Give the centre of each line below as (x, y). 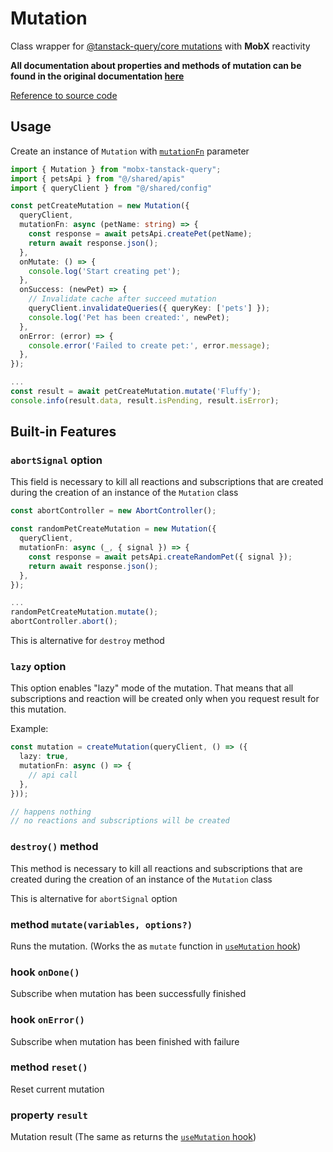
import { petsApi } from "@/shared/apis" (98, 178)
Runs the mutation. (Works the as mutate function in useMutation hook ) (156, 946)
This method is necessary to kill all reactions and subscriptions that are (156, 868)
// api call (53, 775)
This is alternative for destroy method (87, 641)
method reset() (49, 1067)
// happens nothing (51, 812)
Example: (29, 729)
